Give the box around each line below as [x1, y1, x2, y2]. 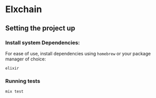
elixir [5, 66, 19, 71]
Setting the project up [5, 24, 75, 32]
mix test [5, 89, 24, 94]
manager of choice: [5, 56, 46, 62]
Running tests [5, 77, 41, 84]
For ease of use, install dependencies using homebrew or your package [5, 50, 151, 56]
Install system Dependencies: [5, 39, 80, 46]
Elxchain [5, 4, 42, 15]
